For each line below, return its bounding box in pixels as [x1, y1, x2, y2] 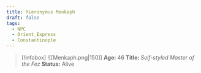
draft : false [6, 15, 40, 21]
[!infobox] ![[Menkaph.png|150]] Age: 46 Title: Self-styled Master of [21, 54, 195, 61]
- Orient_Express [12, 32, 56, 38]
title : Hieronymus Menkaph [6, 9, 75, 15]
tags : [6, 20, 20, 26]
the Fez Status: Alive [21, 60, 75, 68]
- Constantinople [12, 37, 56, 43]
